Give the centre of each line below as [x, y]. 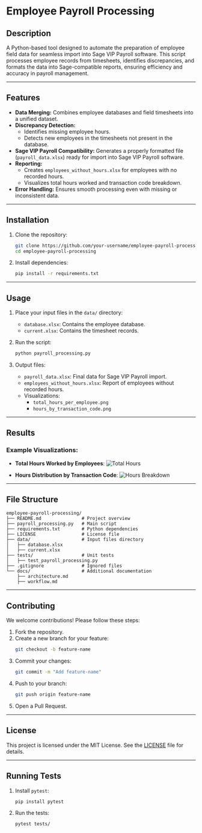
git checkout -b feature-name [53, 649]
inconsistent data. [37, 195]
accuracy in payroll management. [47, 73]
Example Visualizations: [42, 450]
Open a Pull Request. [41, 706]
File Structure [32, 500]
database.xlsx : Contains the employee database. [84, 324]
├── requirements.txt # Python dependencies [72, 529]
